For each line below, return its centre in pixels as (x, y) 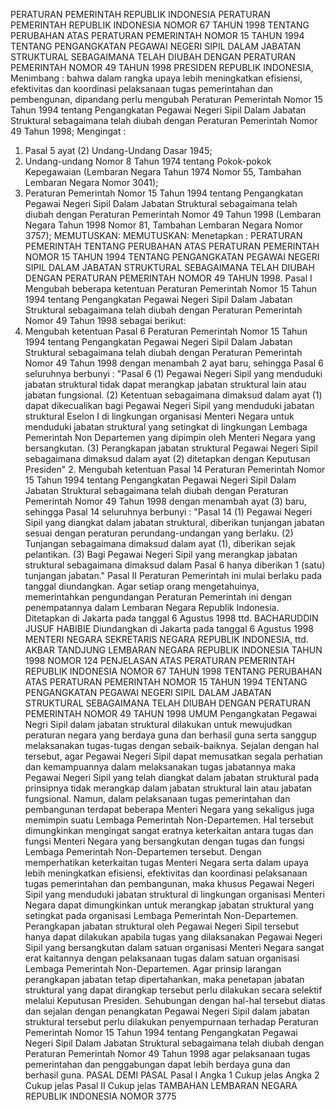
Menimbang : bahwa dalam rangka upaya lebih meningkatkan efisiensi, (156, 78)
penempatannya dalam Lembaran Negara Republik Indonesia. (152, 607)
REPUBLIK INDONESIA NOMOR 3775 (100, 1096)
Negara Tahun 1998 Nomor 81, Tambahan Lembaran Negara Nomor (163, 225)
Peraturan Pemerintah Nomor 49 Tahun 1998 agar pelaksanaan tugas (167, 1053)
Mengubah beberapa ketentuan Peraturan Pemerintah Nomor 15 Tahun (171, 288)
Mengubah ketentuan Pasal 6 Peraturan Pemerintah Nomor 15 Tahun (166, 331)
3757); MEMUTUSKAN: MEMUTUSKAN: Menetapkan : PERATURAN (163, 235)
